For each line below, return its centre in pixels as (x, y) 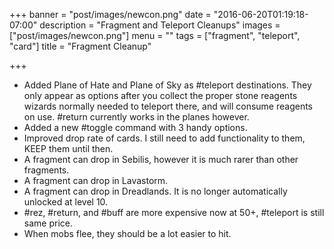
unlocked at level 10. (66, 202)
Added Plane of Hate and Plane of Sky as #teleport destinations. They (167, 85)
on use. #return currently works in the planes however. (136, 117)
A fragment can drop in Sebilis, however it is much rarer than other (161, 159)
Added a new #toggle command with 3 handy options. (135, 127)
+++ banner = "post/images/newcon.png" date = (110, 14)
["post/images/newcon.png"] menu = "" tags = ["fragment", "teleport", (155, 35)
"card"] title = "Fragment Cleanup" (80, 46)
